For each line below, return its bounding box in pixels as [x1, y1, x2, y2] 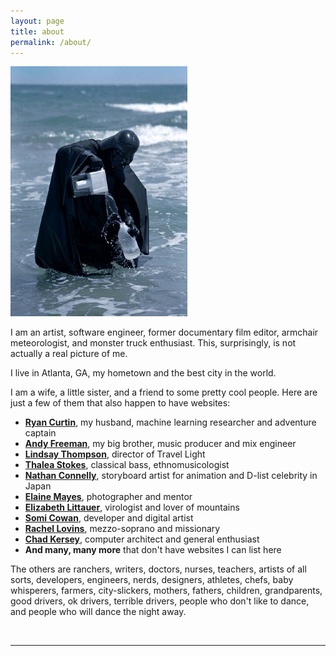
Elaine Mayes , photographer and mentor [24, 491, 193, 503]
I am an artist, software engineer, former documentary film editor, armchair [10, 326, 319, 339]
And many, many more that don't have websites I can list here [24, 544, 282, 556]
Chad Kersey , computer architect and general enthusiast [24, 533, 260, 545]
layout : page [10, 16, 65, 26]
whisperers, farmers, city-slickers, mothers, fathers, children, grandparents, [10, 585, 323, 597]
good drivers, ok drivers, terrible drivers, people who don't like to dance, [10, 595, 310, 607]
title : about [10, 26, 65, 37]
